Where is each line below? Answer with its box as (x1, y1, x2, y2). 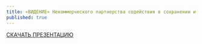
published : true (6, 14, 47, 20)
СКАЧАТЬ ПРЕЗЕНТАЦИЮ (6, 31, 74, 38)
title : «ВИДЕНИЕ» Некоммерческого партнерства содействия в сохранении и (6, 8, 197, 15)
